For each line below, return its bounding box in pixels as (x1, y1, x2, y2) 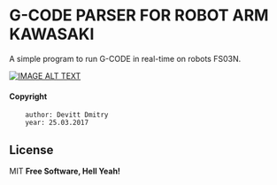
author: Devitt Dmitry (25, 111, 109, 119)
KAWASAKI (9, 24, 95, 44)
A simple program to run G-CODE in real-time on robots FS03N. (9, 53, 242, 64)
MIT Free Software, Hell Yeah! (9, 166, 121, 176)
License (9, 143, 54, 158)
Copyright (9, 90, 48, 102)
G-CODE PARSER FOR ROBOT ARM (9, 5, 269, 26)
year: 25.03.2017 (25, 119, 89, 127)
